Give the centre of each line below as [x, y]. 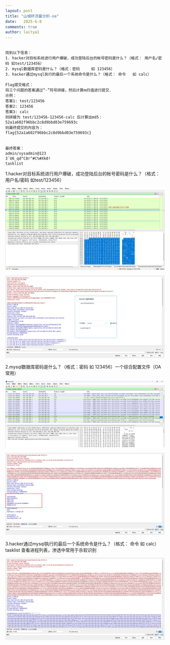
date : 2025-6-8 [24, 21]
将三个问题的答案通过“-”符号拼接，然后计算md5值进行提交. [58, 90]
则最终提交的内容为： [24, 128]
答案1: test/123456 [25, 101]
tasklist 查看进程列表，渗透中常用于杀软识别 [51, 550]
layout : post [19, 11]
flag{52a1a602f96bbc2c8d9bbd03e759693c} [49, 133]
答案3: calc [17, 112]
